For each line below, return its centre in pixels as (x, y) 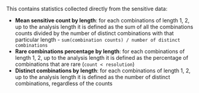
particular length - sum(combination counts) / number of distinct (98, 40)
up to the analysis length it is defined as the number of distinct (93, 77)
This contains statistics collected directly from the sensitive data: (87, 9)
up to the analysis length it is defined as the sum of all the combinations (104, 27)
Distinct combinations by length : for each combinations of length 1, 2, (103, 71)
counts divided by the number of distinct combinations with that (94, 33)
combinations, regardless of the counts (64, 83)
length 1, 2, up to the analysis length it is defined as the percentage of (102, 58)
